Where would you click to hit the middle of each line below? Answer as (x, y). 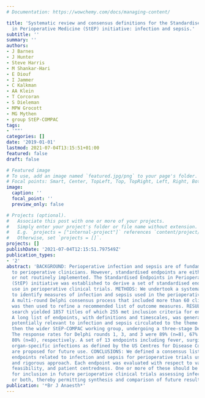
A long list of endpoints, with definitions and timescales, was (97, 317)
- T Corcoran (23, 97)
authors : (17, 46)
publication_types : (31, 255)
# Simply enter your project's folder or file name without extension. (102, 226)
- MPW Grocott (24, 108)
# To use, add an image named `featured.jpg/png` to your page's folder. (102, 176)
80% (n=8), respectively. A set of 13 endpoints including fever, (98, 340)
